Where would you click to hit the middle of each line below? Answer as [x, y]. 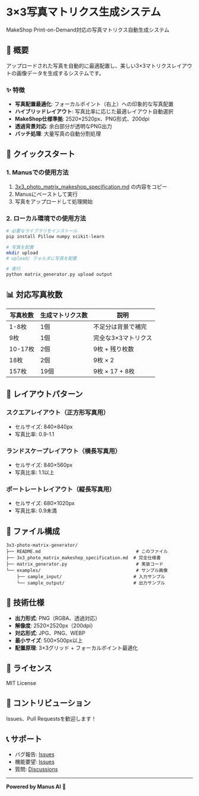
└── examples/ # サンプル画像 [87, 570]
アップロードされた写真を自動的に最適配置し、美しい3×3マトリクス [89, 65]
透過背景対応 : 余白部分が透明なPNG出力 [63, 126]
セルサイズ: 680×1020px [45, 503]
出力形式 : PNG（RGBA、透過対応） [57, 618]
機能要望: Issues [35, 762]
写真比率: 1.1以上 [34, 472]
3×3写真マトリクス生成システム [84, 12]
